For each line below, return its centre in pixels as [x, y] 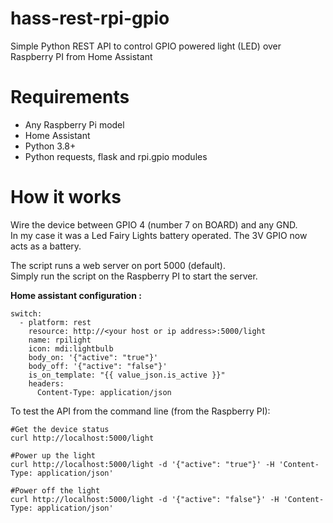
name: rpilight [60, 340]
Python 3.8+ [50, 146]
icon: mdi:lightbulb [71, 348]
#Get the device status [60, 429]
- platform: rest [55, 322]
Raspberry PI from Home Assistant [81, 56]
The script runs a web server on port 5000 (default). [118, 265]
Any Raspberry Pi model [74, 124]
